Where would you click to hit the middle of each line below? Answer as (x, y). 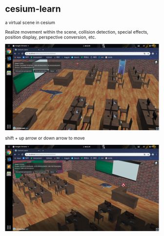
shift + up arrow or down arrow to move (45, 138)
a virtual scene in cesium (30, 22)
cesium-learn (33, 9)
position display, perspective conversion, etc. (51, 37)
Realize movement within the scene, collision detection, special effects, (77, 32)
